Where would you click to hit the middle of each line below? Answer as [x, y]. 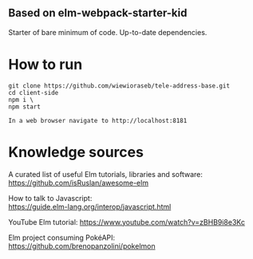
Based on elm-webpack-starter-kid [98, 13]
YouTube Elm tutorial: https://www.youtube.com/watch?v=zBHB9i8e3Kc [127, 222]
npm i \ [21, 100]
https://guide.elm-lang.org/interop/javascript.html [90, 206]
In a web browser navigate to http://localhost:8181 [98, 120]
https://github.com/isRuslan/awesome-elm [79, 182]
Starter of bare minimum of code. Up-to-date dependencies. [108, 32]
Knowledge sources [76, 152]
